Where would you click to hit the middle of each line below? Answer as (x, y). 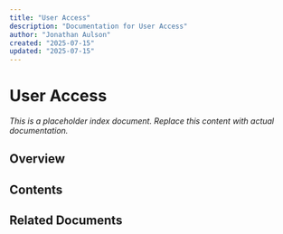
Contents (36, 189)
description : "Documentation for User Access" (99, 26)
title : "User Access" (50, 18)
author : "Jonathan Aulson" (60, 34)
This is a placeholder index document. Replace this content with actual (142, 121)
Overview (38, 159)
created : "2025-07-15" (52, 43)
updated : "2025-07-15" (52, 51)
